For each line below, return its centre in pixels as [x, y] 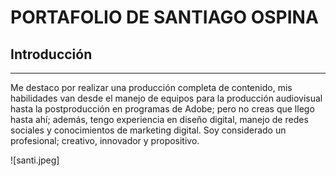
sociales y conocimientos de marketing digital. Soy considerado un [148, 130]
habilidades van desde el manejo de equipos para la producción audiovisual [166, 98]
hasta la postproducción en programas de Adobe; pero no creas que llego [162, 109]
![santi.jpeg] [35, 160]
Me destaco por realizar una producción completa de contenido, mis [151, 87]
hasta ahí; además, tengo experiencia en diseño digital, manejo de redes [159, 119]
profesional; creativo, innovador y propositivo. [105, 140]
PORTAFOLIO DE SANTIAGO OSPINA [164, 17]
